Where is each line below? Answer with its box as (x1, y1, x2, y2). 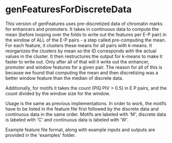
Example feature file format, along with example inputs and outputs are (5, 127, 156, 133)
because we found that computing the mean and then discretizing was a (5, 69, 158, 75)
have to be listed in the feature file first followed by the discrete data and (5, 106, 159, 112)
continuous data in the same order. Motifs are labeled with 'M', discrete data (5, 111, 166, 117)
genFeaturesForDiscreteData (5, 4, 132, 15)
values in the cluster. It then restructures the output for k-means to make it (5, 53, 163, 59)
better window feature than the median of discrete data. (5, 75, 124, 81)
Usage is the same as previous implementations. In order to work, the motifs (5, 100, 167, 106)
